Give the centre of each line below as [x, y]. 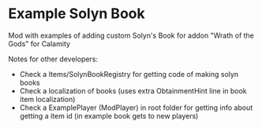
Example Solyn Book [77, 14]
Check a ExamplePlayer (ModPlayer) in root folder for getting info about [136, 108]
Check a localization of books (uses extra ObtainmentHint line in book [133, 90]
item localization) [47, 99]
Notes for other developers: [53, 59]
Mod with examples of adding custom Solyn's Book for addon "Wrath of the [131, 35]
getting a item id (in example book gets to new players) [109, 115]
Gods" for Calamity [39, 43]
